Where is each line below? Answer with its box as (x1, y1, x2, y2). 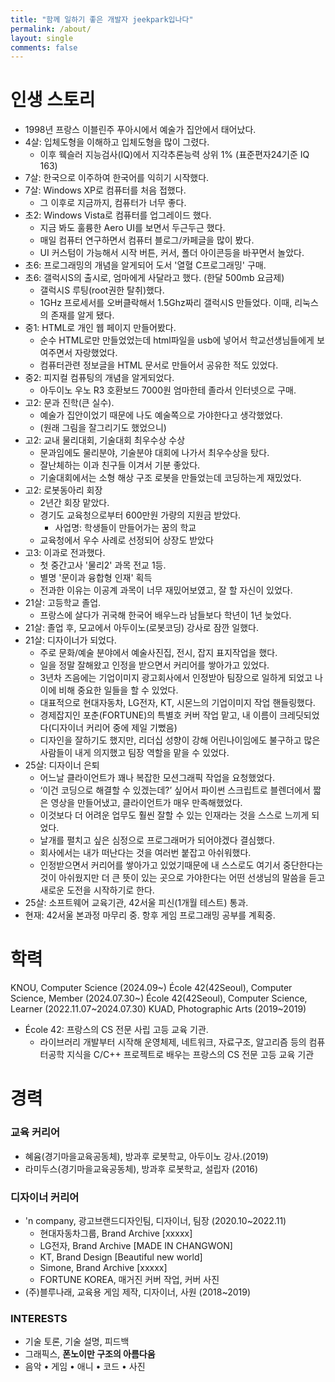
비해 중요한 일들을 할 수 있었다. (58, 684, 179, 696)
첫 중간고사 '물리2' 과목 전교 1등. (39, 559, 167, 571)
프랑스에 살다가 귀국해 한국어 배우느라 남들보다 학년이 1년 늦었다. (39, 609, 292, 621)
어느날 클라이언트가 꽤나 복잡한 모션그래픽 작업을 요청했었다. (39, 772, 276, 784)
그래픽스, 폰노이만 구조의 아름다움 (24, 1348, 156, 1360)
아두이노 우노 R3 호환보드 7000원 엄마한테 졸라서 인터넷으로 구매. (39, 384, 297, 396)
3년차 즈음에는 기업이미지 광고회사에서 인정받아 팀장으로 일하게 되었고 (39, 672, 313, 684)
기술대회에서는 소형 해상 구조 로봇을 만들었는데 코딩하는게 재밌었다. (39, 472, 302, 484)
